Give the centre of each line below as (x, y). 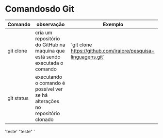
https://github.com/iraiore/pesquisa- (113, 51)
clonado (44, 119)
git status (18, 98)
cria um (44, 33)
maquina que (50, 51)
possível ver (49, 89)
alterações (47, 101)
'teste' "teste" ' (20, 131)
